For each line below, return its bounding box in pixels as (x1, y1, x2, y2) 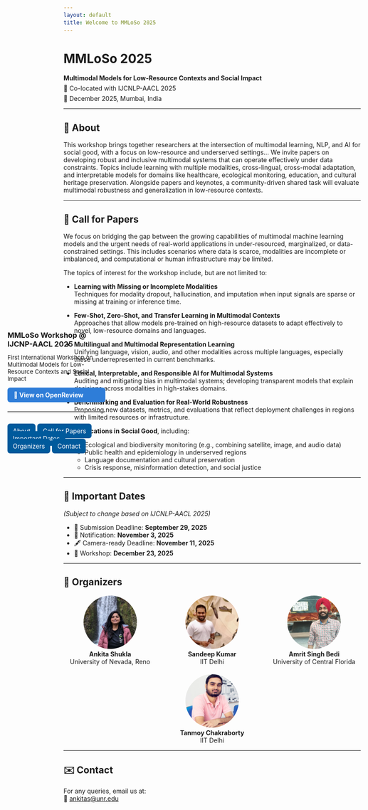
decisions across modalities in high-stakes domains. (73, 384, 228, 393)
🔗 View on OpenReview (14, 391, 84, 399)
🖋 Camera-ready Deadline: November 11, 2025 (73, 538, 215, 547)
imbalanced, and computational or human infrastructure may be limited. (63, 255, 273, 263)
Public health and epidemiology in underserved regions (84, 448, 247, 457)
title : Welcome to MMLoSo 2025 (63, 18, 157, 26)
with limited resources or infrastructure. (73, 413, 190, 422)
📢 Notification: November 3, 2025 (73, 531, 174, 539)
